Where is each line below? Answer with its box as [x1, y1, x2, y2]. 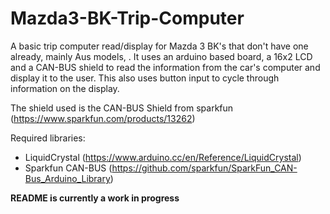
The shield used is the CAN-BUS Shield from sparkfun [10, 102, 234, 114]
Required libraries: [10, 132, 86, 144]
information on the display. [10, 82, 120, 94]
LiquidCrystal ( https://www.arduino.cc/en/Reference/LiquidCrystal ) [24, 151, 302, 163]
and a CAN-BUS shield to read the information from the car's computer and [10, 61, 321, 73]
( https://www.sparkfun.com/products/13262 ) [10, 112, 196, 124]
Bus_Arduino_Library [24, 172, 111, 184]
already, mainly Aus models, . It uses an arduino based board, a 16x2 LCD [10, 50, 313, 62]
